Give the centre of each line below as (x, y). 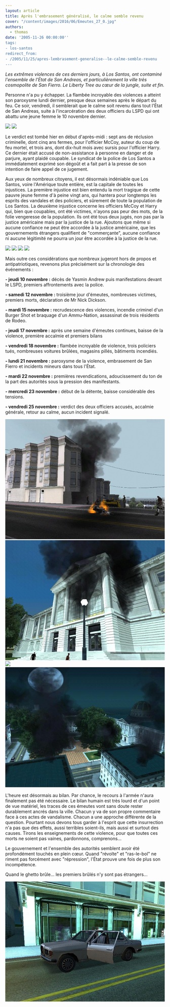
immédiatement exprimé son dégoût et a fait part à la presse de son (76, 164)
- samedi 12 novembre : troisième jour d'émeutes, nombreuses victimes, (81, 294)
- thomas (19, 32)
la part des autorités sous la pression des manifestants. (63, 382)
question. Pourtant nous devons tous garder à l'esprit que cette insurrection (84, 822)
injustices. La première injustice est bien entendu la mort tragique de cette (83, 190)
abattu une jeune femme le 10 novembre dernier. (56, 116)
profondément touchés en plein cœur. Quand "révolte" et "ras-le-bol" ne (81, 854)
